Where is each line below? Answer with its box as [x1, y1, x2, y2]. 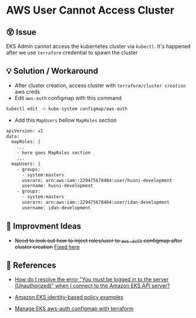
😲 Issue [6, 27, 36, 37]
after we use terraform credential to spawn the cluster [6, 49, 138, 56]
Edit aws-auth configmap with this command [14, 94, 122, 101]
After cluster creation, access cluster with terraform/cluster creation [14, 82, 187, 89]
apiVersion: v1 [6, 128, 44, 134]
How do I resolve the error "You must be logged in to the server [14, 276, 169, 283]
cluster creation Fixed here [14, 243, 80, 250]
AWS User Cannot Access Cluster [6, 4, 175, 17]
